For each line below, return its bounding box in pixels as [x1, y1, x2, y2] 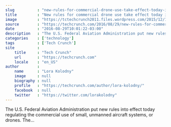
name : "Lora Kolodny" [14, 69, 74, 74]
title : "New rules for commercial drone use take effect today [5, 12, 163, 17]
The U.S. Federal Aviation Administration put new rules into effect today [5, 106, 155, 112]
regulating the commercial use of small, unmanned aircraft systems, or [5, 112, 154, 118]
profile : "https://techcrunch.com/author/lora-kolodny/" [14, 83, 145, 88]
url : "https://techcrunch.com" [14, 54, 97, 60]
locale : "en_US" [14, 59, 58, 65]
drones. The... [5, 117, 35, 123]
